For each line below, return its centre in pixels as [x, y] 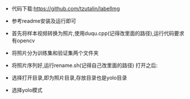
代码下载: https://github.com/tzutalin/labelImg [66, 8]
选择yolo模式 [27, 90]
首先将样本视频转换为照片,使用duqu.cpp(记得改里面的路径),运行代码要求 [98, 33]
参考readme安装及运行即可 [44, 21]
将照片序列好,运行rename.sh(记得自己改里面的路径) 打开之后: [85, 65]
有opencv [23, 40]
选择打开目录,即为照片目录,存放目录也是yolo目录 [69, 78]
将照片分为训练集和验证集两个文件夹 [55, 53]
